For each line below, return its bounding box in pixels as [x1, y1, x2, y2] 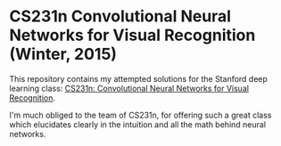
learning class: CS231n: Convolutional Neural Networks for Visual [9, 83, 250, 93]
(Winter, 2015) [9, 45, 118, 64]
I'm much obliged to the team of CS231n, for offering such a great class [9, 109, 272, 120]
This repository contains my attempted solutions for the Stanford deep [9, 73, 268, 84]
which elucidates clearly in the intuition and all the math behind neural [9, 118, 266, 130]
